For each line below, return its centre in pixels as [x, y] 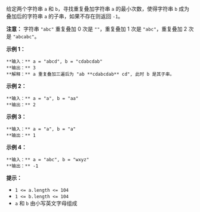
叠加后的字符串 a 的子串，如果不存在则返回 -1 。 [65, 16]
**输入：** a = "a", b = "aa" [42, 99]
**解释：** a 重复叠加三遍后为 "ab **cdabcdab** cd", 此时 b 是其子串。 [90, 74]
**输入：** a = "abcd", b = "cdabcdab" [54, 62]
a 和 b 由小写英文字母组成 [46, 203]
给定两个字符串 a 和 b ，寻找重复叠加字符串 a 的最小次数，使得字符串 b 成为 [98, 9]
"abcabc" [24, 37]
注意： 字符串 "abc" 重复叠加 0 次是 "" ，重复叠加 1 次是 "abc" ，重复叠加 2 [97, 29]
